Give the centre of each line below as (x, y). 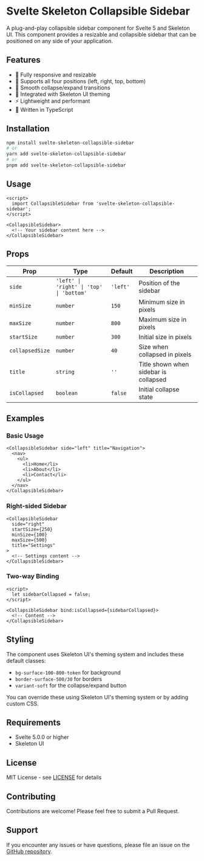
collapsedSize (30, 350)
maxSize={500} (29, 540)
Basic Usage (25, 436)
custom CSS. (22, 704)
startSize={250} (32, 529)
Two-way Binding (33, 577)
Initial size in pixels (165, 337)
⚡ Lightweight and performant (53, 101)
